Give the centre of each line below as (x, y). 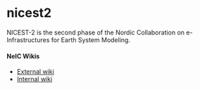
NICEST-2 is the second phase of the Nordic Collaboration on (95, 32)
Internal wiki (35, 79)
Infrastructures (28, 39)
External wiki (35, 72)
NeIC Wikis (23, 56)
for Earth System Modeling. (91, 39)
